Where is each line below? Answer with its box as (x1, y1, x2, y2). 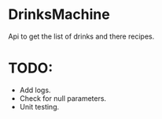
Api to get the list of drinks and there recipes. (8, 32, 155, 41)
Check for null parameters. (19, 93, 107, 103)
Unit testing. (19, 102, 60, 111)
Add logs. (19, 85, 51, 95)
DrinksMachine (8, 6, 110, 24)
